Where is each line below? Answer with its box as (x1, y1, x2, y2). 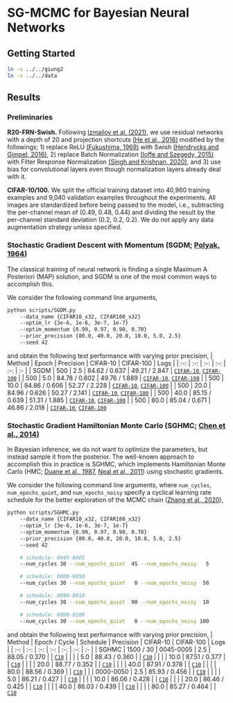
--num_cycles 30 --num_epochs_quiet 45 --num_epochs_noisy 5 (19, 560, 209, 568)
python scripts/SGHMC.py (7, 510, 79, 516)
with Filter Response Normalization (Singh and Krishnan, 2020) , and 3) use (7, 158, 221, 166)
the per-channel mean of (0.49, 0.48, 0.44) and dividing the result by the (7, 208, 216, 216)
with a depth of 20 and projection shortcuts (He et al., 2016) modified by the (7, 136, 225, 144)
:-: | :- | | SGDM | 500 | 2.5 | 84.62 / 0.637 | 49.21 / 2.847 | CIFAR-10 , (7, 366, 201, 374)
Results (7, 92, 41, 104)
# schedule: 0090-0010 (19, 592, 85, 599)
